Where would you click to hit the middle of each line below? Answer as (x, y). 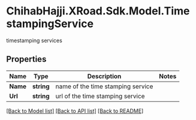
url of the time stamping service (100, 96)
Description (104, 76)
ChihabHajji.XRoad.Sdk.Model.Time (98, 11)
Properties (26, 59)
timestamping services (34, 40)
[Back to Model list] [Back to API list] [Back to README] (75, 111)
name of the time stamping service (104, 86)
